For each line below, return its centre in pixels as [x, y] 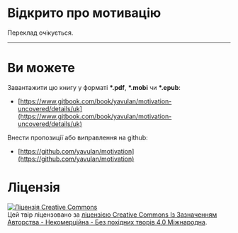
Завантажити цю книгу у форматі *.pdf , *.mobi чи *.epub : [94, 87]
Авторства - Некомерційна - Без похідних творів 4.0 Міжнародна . [107, 222]
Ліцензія [34, 187]
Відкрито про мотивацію [84, 13]
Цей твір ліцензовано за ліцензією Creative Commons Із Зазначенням [112, 215]
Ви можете [41, 68]
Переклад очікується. [40, 33]
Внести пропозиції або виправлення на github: [78, 137]
